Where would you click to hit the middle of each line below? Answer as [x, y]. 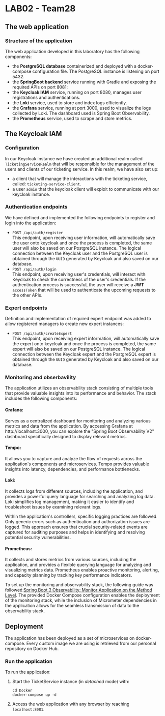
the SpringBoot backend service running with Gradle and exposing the [84, 82]
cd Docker [22, 691]
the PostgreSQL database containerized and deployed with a [74, 66]
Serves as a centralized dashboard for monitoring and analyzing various [78, 420]
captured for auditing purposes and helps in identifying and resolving [75, 532]
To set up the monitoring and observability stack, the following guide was [79, 585]
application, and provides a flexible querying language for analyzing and [78, 565]
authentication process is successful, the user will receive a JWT [78, 284]
